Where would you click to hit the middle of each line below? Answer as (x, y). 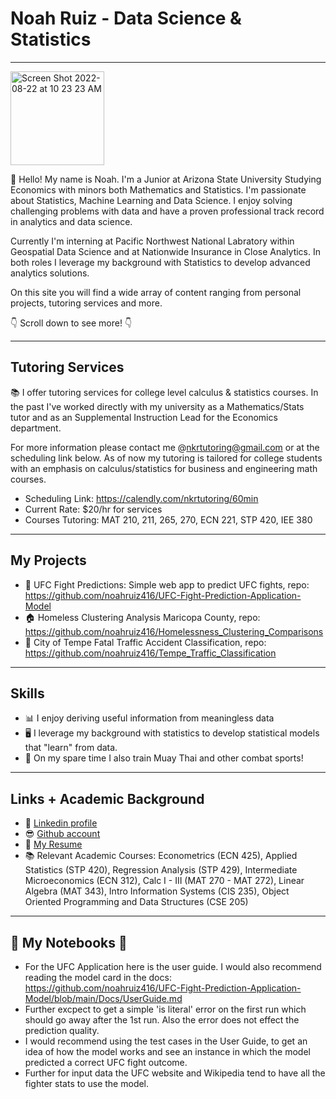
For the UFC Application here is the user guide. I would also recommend (173, 966)
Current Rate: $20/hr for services (93, 509)
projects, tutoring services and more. (86, 303)
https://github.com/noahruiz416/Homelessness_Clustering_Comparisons (174, 631)
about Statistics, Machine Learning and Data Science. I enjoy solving (151, 200)
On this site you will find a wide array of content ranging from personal (156, 292)
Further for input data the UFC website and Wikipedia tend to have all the (175, 1073)
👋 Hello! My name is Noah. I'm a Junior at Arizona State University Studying (166, 179)
